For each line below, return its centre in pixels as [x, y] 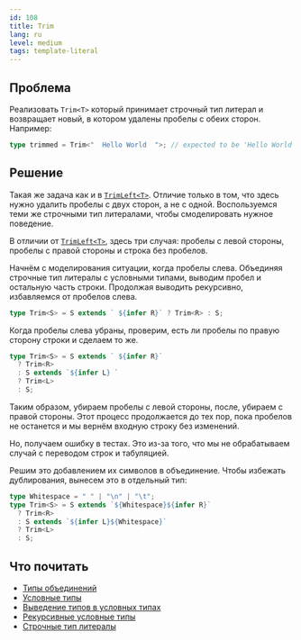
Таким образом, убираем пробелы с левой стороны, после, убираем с [146, 407]
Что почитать [49, 567]
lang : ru [26, 34]
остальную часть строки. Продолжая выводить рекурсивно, [126, 287]
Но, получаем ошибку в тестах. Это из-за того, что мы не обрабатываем [150, 443]
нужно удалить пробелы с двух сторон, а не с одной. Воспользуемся [143, 204]
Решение [36, 173]
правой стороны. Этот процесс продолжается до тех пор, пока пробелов [151, 416]
